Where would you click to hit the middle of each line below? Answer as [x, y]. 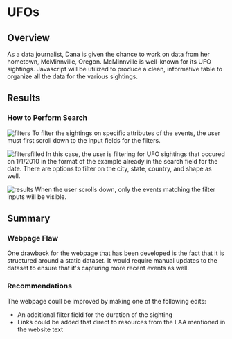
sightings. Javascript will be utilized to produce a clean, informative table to [115, 69]
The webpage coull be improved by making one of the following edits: [107, 301]
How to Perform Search [47, 118]
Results [24, 98]
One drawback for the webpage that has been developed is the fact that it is [116, 253]
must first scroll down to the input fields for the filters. [84, 140]
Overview [29, 38]
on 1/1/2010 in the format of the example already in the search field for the [113, 161]
